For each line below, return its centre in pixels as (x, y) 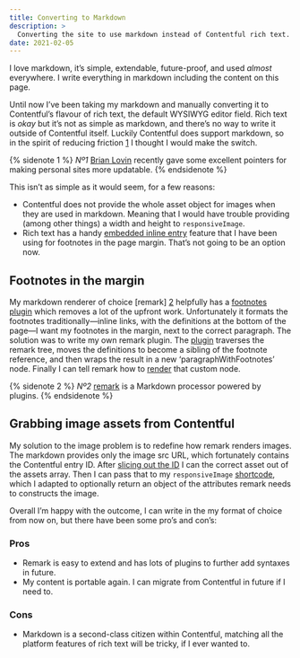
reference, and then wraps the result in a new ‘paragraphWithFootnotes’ (142, 359)
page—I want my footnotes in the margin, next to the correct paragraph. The (150, 331)
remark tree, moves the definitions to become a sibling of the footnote (138, 350)
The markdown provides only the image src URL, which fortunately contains (149, 455)
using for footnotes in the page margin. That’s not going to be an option (154, 242)
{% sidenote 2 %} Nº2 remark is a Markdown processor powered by (135, 386)
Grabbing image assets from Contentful (122, 424)
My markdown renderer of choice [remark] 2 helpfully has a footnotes (138, 303)
